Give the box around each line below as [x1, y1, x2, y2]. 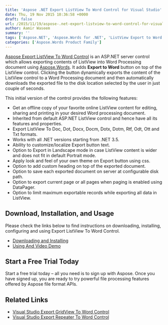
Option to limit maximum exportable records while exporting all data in [12, 189, 157, 195]
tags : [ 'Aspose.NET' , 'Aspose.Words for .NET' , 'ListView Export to [5, 35, 151, 40]
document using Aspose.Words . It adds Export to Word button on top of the [5, 64, 162, 70]
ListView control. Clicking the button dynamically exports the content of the [5, 69, 161, 75]
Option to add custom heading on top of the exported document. [12, 163, 146, 169]
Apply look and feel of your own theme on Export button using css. [12, 158, 150, 164]
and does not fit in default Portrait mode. [12, 152, 96, 158]
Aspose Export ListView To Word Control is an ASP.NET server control [5, 53, 150, 59]
